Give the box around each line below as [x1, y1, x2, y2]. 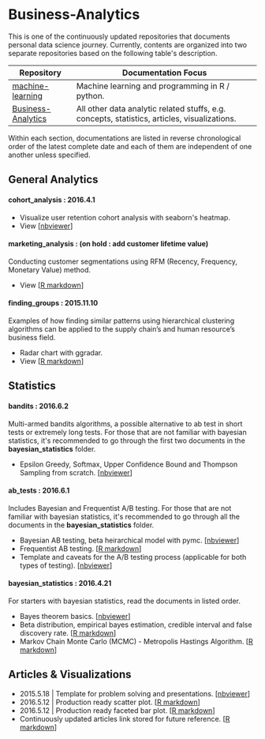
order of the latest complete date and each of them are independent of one [8, 141, 252, 151]
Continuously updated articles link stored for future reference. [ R [19, 714, 230, 723]
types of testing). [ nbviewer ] [19, 561, 113, 570]
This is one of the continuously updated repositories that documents [8, 32, 230, 41]
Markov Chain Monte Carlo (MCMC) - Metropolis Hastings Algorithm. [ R [19, 636, 254, 646]
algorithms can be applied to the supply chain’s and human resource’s [8, 324, 235, 333]
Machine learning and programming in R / [76, 81, 230, 92]
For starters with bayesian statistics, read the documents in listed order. [8, 596, 241, 606]
